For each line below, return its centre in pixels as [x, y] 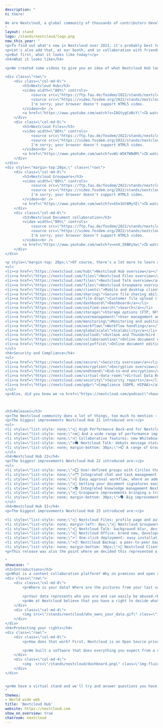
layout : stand [19, 32]
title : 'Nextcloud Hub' [29, 704]
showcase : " [17, 565]
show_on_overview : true [29, 713]
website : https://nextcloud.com [38, 709]
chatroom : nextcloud [26, 718]
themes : [13, 695]
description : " [20, 10]
